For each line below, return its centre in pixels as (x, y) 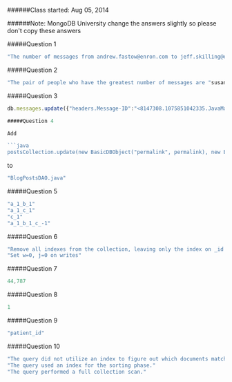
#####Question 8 (32, 295)
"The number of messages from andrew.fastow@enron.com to (92, 57)
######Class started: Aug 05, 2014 (58, 10)
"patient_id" (26, 333)
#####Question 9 (32, 320)
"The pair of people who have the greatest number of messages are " (109, 82)
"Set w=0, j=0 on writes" (44, 256)
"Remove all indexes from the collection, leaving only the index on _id (116, 249)
